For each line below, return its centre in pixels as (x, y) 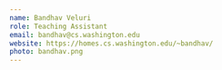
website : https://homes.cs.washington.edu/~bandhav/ (111, 43)
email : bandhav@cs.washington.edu (75, 35)
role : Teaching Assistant (58, 26)
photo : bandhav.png (46, 52)
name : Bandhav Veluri (50, 18)
